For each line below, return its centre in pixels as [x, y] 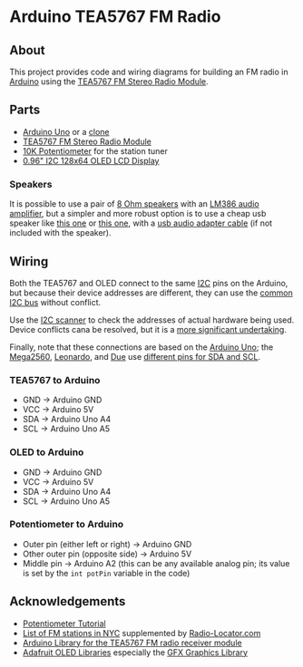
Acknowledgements [68, 601]
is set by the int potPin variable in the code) [106, 573]
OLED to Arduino [47, 452]
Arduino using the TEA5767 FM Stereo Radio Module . [109, 82]
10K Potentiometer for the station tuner [95, 150]
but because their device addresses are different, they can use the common [151, 293]
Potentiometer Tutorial [64, 623]
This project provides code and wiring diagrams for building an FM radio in [149, 72]
